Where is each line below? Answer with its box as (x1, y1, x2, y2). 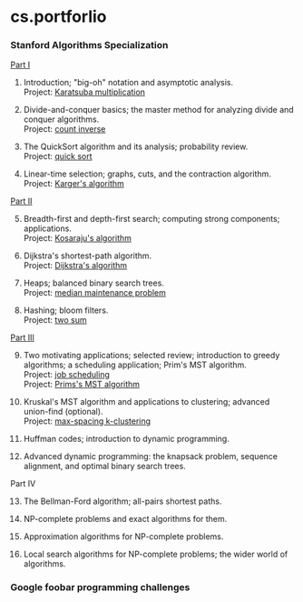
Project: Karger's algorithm (23, 178, 125, 189)
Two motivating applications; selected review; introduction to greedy (23, 350, 280, 361)
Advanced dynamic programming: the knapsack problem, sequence (23, 451, 278, 462)
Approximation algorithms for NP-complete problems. (23, 531, 224, 542)
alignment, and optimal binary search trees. (23, 461, 187, 472)
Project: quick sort (23, 151, 93, 162)
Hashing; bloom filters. (23, 305, 109, 316)
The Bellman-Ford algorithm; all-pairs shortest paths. (23, 496, 222, 507)
